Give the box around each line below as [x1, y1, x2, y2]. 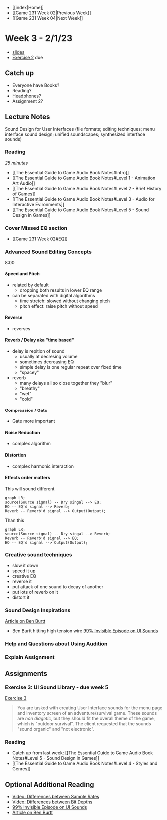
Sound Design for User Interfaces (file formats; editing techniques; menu [5, 126, 155, 132]
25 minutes [5, 160, 28, 166]
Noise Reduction [5, 429, 40, 435]
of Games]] [12, 191, 36, 197]
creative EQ [12, 573, 36, 579]
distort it [12, 594, 30, 600]
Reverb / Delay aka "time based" [5, 337, 74, 343]
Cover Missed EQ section [5, 224, 68, 231]
